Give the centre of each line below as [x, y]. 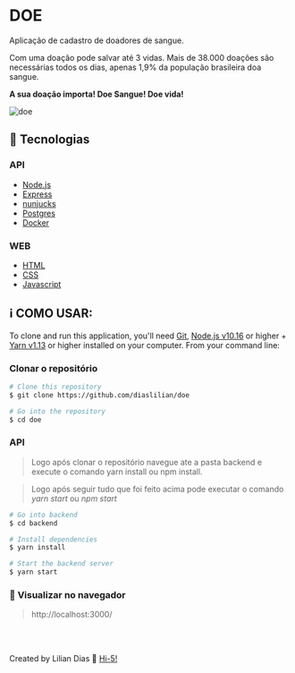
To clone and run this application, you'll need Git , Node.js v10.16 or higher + [148, 336]
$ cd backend [34, 523]
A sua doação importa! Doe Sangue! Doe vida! [97, 94]
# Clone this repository [55, 387]
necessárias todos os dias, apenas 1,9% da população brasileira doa [135, 67]
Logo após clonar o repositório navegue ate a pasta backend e [146, 462]
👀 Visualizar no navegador [67, 595]
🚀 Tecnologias [50, 140]
